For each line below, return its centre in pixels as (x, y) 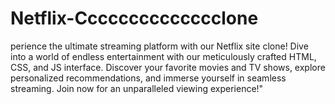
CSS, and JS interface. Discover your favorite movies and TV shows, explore (168, 67)
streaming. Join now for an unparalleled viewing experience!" (137, 88)
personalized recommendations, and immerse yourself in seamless (148, 78)
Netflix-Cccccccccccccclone (134, 18)
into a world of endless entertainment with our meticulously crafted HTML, (163, 56)
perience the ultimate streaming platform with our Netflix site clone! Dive (159, 46)
